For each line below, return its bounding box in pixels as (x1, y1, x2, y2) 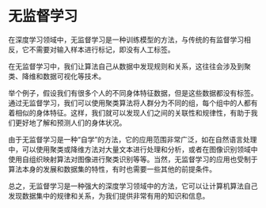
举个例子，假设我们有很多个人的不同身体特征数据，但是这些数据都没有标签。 (8, 88, 258, 97)
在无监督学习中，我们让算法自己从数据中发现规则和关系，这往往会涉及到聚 (8, 61, 251, 71)
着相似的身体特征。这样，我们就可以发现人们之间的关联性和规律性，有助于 (8, 108, 251, 117)
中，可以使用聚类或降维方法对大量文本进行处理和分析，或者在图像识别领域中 (8, 144, 258, 154)
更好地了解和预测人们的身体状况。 (14, 118, 127, 127)
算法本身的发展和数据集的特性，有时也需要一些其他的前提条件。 (8, 164, 216, 174)
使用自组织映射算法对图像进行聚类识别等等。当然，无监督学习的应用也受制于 (8, 154, 258, 164)
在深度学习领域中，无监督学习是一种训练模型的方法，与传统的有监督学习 (8, 35, 244, 44)
